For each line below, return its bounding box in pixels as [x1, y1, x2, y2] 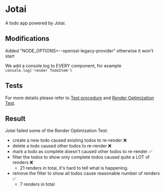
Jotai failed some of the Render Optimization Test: [5, 128, 108, 134]
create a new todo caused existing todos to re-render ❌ [12, 137, 127, 143]
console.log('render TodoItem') [5, 68, 72, 73]
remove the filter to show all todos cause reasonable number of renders [12, 171, 160, 177]
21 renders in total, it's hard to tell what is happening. [19, 165, 129, 171]
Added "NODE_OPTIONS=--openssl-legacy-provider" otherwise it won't [5, 47, 154, 53]
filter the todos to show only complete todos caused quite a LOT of [12, 154, 150, 160]
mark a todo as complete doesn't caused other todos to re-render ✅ [12, 149, 153, 155]
